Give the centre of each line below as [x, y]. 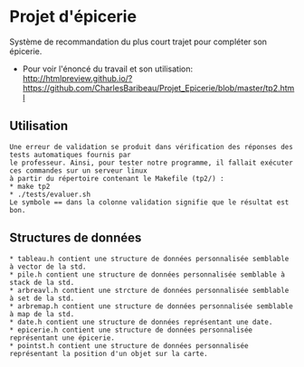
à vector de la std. [48, 267]
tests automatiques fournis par [70, 155]
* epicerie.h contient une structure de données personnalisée [131, 330]
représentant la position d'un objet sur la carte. [109, 353]
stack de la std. [42, 282]
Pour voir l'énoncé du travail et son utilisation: [108, 69]
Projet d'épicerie [73, 17]
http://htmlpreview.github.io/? [77, 78]
